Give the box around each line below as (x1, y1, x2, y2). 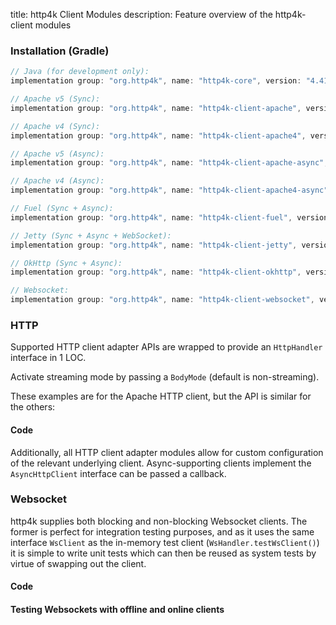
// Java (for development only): (10, 67, 150, 77)
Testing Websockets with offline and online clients (10, 604, 225, 616)
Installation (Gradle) (10, 44, 110, 58)
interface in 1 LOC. (10, 352, 87, 364)
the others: (10, 401, 56, 413)
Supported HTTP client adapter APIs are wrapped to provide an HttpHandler (10, 341, 323, 353)
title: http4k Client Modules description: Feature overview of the (10, 9, 273, 20)
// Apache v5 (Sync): (10, 94, 101, 104)
